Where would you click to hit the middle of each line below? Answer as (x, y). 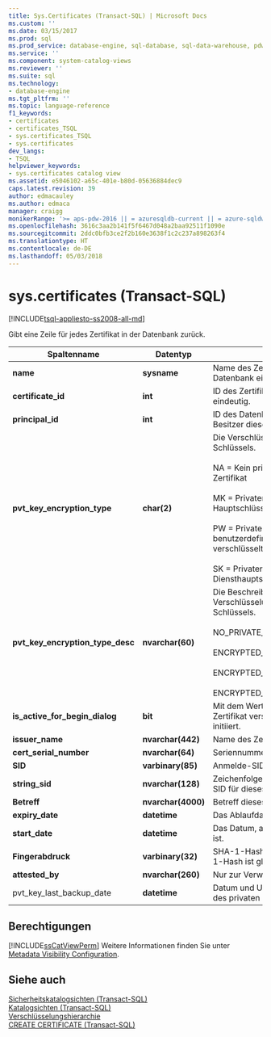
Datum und (233, 888)
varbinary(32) (170, 856)
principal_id (35, 419)
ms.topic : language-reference (59, 106)
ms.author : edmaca (39, 204)
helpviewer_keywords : (45, 166)
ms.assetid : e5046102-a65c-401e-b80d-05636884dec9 (95, 181)
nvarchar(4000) (174, 802)
